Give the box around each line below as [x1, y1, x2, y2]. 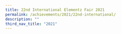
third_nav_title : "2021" [5, 21, 57, 26]
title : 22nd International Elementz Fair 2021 [5, 7, 105, 12]
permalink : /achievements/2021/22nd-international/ [5, 12, 116, 17]
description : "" [5, 16, 39, 21]
